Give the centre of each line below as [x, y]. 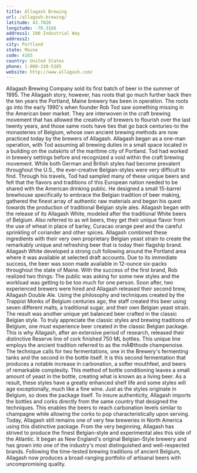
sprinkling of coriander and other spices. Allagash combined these [87, 233]
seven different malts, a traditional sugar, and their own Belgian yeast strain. [98, 307]
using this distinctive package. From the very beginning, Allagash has [90, 426]
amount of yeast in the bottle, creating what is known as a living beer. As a [96, 376]
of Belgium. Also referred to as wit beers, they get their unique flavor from [96, 220]
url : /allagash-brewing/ [36, 17]
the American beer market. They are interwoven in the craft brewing [88, 114]
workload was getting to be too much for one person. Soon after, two [90, 283]
